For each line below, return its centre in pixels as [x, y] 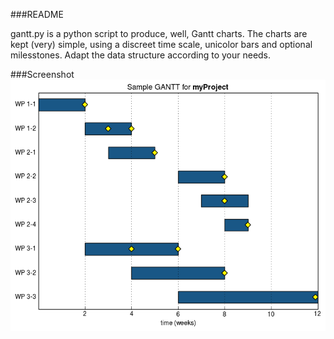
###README [37, 14]
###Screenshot [42, 74]
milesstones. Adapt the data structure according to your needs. [141, 55]
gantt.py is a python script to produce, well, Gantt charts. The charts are [159, 33]
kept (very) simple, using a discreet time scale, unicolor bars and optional [161, 44]
